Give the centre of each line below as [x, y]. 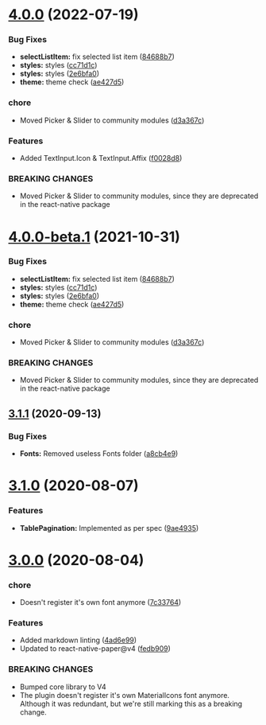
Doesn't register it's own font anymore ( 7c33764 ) [100, 602]
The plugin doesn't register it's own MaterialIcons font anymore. [125, 695]
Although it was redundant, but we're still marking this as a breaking [131, 704]
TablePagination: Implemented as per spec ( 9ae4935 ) [109, 528]
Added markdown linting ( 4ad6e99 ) [78, 640]
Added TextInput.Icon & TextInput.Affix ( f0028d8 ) [101, 158]
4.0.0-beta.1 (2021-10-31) [94, 237]
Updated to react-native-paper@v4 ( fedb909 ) [95, 649]
